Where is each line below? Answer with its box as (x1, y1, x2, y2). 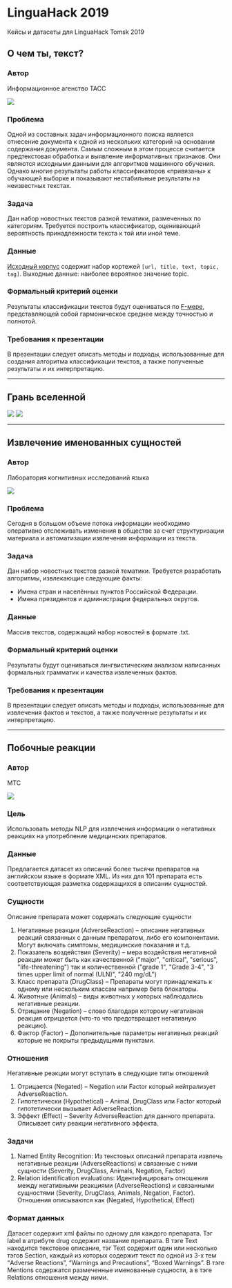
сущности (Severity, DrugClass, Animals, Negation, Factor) (17, 1166, 186, 1175)
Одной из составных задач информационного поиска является (7, 130, 194, 138)
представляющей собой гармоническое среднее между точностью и (7, 310, 213, 318)
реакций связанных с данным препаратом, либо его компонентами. (17, 933, 220, 941)
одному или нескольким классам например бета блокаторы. (17, 985, 199, 993)
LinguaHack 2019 (7, 5, 109, 21)
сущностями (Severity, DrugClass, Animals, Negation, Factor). (17, 1188, 195, 1197)
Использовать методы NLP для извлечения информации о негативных (7, 824, 216, 833)
